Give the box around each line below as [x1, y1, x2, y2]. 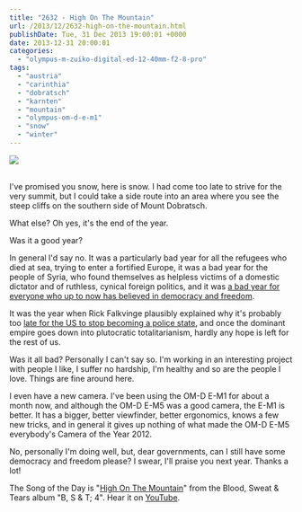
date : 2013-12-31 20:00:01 [9, 38, 111, 48]
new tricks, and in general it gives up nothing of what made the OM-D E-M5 [9, 419, 290, 429]
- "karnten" [17, 96, 63, 106]
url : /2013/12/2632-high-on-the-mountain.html [9, 22, 187, 31]
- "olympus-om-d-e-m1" [17, 113, 102, 122]
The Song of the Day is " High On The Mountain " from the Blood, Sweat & [9, 482, 280, 493]
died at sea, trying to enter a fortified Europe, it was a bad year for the [9, 261, 268, 272]
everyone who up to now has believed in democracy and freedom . [9, 290, 255, 301]
